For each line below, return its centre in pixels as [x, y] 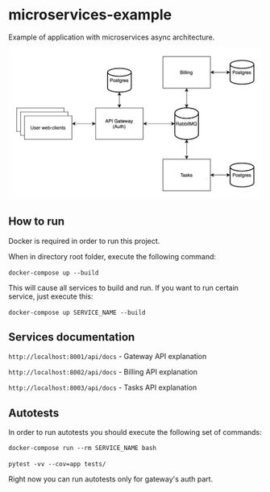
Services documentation [72, 337]
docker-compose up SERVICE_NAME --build [77, 312]
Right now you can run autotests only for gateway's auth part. [111, 479]
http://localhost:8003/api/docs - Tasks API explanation [103, 387]
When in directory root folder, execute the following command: [112, 256]
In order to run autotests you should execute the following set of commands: [135, 432]
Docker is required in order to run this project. [84, 241]
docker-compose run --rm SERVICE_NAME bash [83, 449]
